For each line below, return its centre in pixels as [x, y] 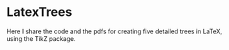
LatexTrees [39, 12]
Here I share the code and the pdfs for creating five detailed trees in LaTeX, [114, 31]
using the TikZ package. [41, 38]
